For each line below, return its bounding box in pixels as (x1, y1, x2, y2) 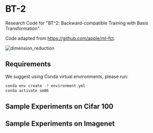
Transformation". (5, 25, 41, 31)
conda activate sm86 (5, 88, 49, 93)
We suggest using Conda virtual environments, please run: (5, 73, 129, 79)
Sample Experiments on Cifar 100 (5, 102, 114, 111)
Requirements (5, 60, 51, 69)
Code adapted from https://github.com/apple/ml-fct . (5, 35, 116, 41)
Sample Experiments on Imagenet (5, 119, 115, 128)
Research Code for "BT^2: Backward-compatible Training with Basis (5, 20, 148, 26)
